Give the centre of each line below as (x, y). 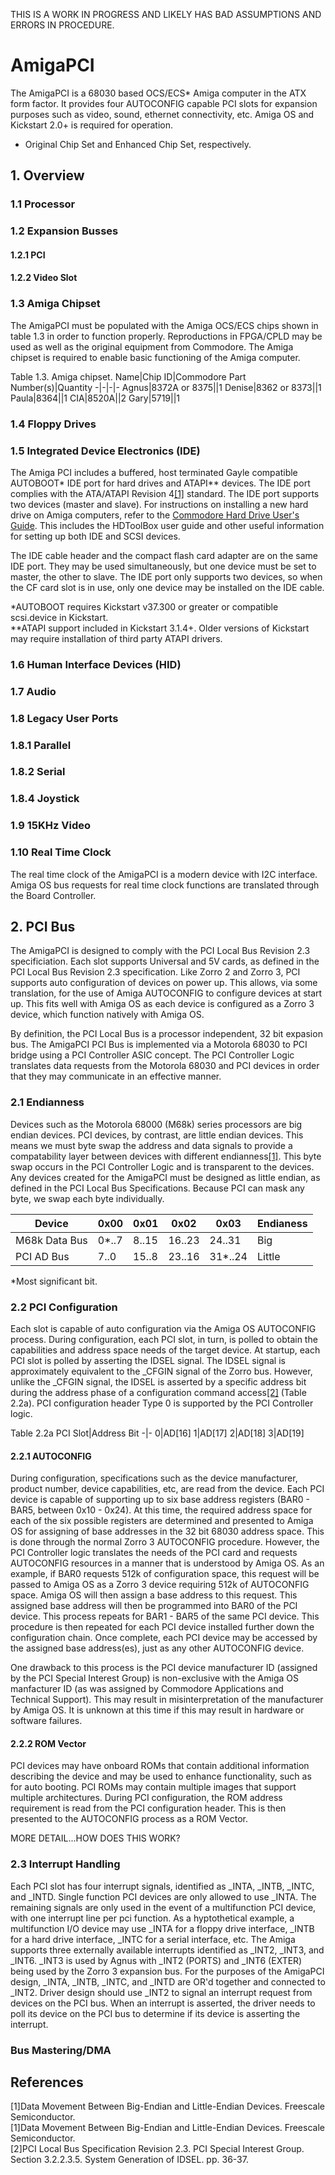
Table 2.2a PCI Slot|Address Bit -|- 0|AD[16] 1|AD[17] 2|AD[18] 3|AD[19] (157, 1433)
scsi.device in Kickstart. (59, 617)
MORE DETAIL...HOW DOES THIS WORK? (95, 1838)
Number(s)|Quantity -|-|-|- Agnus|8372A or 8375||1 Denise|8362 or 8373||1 (166, 387)
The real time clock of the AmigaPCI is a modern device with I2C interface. (164, 874)
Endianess (282, 1223)
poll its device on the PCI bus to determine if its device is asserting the (155, 2013)
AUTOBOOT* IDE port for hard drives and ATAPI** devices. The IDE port (160, 483)
